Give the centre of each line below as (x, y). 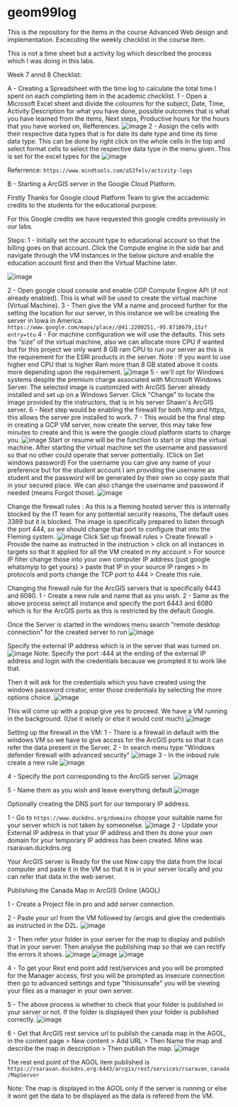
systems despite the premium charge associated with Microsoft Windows (114, 379)
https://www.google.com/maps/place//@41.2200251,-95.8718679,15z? (107, 327)
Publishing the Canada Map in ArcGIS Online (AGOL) (84, 890)
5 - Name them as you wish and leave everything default (90, 790)
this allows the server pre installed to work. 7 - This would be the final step (116, 417)
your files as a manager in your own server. (70, 991)
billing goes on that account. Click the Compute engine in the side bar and (115, 247)
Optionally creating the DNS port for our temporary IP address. (99, 804)
